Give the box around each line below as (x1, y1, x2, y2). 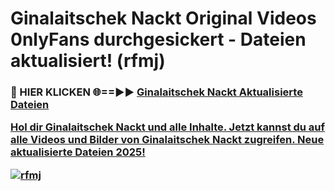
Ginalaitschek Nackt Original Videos (10, 7, 317, 30)
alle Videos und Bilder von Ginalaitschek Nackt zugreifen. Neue (10, 133, 325, 147)
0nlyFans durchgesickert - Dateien (10, 28, 307, 51)
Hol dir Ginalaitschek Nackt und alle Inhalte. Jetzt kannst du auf (10, 120, 326, 134)
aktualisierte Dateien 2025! (10, 145, 146, 159)
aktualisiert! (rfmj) (10, 50, 166, 72)
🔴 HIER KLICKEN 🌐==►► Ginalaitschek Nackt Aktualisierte (10, 85, 303, 99)
